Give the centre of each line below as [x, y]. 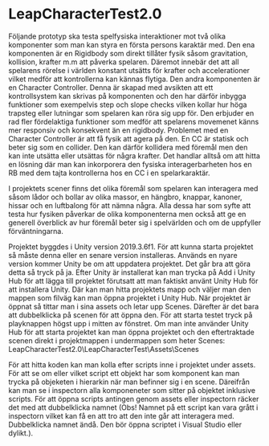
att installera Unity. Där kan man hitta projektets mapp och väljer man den [130, 289]
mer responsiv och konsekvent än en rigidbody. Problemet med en [118, 130]
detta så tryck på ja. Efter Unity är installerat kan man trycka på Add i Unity [132, 272]
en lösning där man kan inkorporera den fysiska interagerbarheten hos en [130, 164]
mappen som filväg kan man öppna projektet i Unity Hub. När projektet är [130, 297]
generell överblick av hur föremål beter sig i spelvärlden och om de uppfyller [135, 223]
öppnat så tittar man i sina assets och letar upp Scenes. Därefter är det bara [134, 306]
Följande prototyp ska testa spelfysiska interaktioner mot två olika [117, 36]
